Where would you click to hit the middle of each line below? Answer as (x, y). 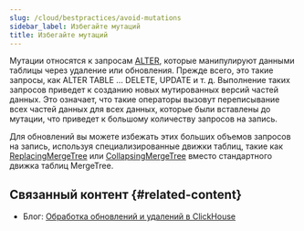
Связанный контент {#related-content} (126, 194)
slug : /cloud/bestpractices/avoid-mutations (95, 18)
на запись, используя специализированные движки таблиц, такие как (147, 146)
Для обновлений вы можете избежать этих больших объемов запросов (150, 137)
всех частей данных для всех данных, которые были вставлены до (140, 110)
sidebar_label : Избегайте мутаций (75, 26)
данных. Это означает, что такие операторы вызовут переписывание (145, 100)
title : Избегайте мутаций (58, 35)
